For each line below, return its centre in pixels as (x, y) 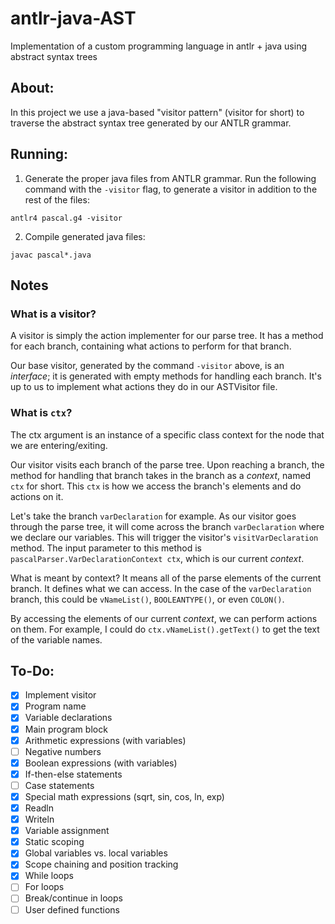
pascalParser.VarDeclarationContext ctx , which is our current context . (157, 558)
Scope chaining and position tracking (101, 864)
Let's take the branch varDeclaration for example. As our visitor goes (153, 516)
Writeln (39, 819)
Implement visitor (60, 695)
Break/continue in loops (73, 898)
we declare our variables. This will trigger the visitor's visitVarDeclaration (164, 537)
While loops (49, 876)
